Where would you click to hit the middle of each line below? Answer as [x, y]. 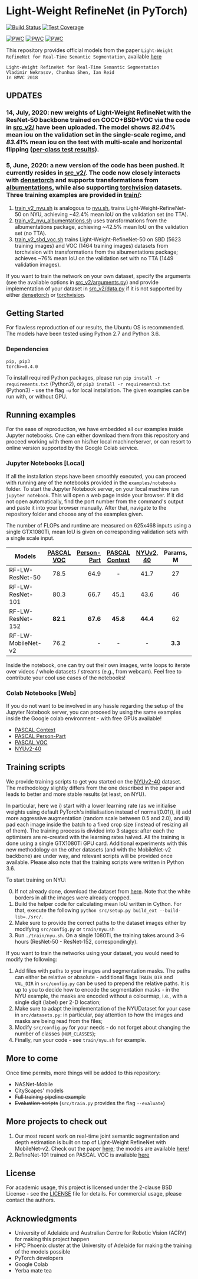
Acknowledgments [42, 1218]
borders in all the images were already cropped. [73, 898]
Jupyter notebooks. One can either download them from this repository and [98, 435]
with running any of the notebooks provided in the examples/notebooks [91, 483]
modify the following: [32, 959]
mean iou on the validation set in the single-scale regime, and [96, 135]
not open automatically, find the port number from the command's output [95, 501]
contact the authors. [31, 1200]
